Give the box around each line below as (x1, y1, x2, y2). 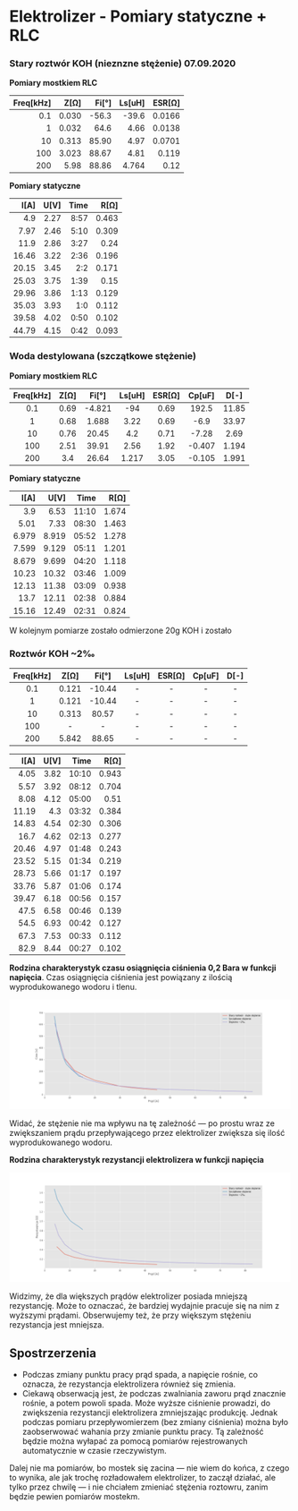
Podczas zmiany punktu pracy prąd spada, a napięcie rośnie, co (21, 1369, 259, 1379)
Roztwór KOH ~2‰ (9, 647, 95, 660)
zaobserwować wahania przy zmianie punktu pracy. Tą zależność (21, 1426, 264, 1437)
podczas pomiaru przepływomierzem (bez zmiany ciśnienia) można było (21, 1416, 288, 1427)
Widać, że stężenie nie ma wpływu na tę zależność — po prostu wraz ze (9, 1118, 275, 1129)
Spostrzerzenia (9, 1345, 96, 1361)
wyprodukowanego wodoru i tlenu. (9, 982, 137, 993)
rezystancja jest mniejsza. (9, 1319, 104, 1330)
